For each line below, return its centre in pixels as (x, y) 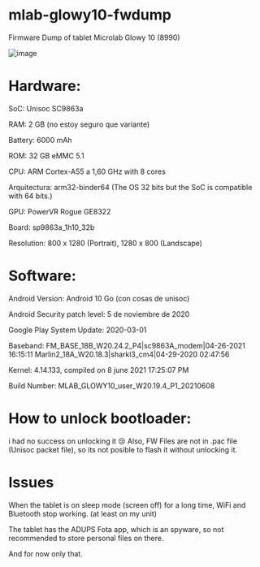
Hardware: (45, 86)
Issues (31, 482)
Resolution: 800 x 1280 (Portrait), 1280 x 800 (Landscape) (106, 243)
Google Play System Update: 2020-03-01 (78, 330)
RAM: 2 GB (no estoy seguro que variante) (79, 124)
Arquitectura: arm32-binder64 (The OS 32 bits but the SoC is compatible (130, 187)
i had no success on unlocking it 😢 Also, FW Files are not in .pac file (123, 441)
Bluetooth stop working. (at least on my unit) (82, 513)
